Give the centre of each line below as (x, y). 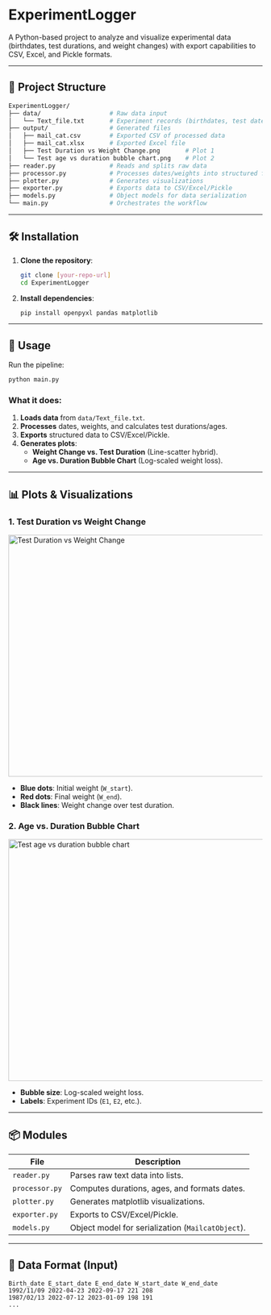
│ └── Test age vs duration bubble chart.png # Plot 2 (112, 158)
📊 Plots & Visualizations (71, 495)
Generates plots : (48, 443)
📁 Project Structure (57, 87)
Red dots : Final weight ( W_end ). (71, 797)
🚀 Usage (29, 345)
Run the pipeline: (36, 365)
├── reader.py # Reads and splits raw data (108, 166)
